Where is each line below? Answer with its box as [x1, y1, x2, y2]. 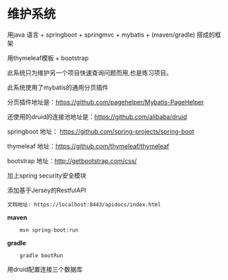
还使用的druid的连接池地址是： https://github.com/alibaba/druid [7, 112, 187, 121]
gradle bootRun [19, 252, 64, 259]
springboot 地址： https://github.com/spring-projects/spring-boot [7, 127, 195, 136]
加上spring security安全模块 [7, 171, 86, 180]
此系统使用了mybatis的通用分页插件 [7, 83, 108, 91]
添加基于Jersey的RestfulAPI [7, 186, 86, 194]
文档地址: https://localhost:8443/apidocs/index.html [7, 201, 161, 208]
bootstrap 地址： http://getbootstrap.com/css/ [7, 156, 137, 165]
